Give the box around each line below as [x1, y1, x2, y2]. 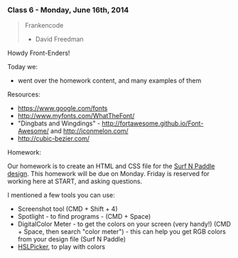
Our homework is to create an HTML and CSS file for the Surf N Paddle [7, 162, 215, 170]
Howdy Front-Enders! [7, 48, 70, 58]
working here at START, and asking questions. [7, 177, 143, 186]
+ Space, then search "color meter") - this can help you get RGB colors [17, 227, 226, 236]
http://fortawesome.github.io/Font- [102, 119, 204, 128]
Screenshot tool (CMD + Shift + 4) [17, 205, 118, 213]
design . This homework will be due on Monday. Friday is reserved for [7, 170, 210, 178]
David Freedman [35, 35, 84, 43]
